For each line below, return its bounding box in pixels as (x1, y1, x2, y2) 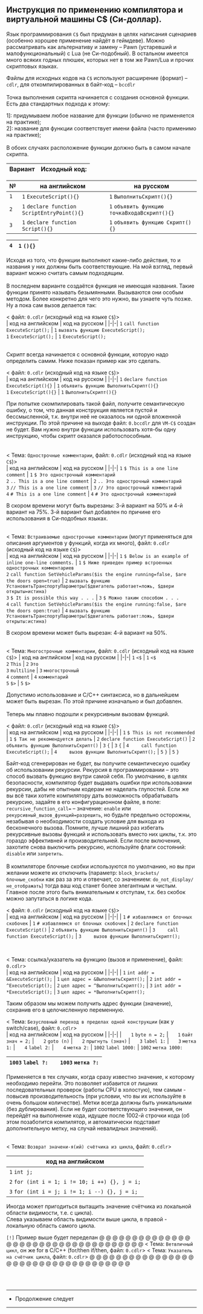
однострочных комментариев (6, 565, 74, 571)
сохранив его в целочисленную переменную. (6, 1006, 124, 1014)
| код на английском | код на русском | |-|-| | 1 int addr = (6, 969, 155, 976)
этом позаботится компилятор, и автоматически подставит (6, 1118, 160, 1126)
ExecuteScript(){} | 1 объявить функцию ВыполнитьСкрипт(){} (6, 382, 159, 389)
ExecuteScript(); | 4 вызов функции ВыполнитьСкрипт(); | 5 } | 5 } (6, 748, 179, 755)
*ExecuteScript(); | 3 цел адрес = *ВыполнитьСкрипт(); (6, 987, 146, 995)
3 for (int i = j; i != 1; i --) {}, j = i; (9, 1188, 138, 1195)
